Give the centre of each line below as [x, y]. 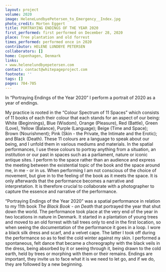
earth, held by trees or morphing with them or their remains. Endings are [79, 254]
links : [12, 60]
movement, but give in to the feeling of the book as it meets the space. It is [81, 175]
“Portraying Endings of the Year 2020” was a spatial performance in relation [83, 201]
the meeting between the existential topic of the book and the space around [83, 165]
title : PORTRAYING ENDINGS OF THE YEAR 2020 [52, 28]
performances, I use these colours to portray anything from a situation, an [81, 149]
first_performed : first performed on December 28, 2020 [64, 33]
